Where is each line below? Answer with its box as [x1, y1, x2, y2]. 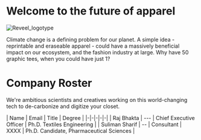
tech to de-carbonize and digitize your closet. [6, 103, 120, 110]
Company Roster [6, 77, 92, 90]
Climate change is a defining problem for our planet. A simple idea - [6, 36, 175, 43]
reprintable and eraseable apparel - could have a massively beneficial [6, 42, 180, 49]
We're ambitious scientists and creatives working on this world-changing [6, 96, 188, 103]
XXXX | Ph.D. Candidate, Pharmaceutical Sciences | [6, 127, 135, 134]
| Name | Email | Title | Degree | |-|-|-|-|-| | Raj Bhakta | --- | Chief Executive [6, 114, 195, 121]
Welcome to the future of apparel [6, 4, 176, 18]
